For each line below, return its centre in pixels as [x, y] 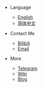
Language [20, 7]
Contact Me [22, 33]
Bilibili [24, 43]
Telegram [28, 68]
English [25, 17]
